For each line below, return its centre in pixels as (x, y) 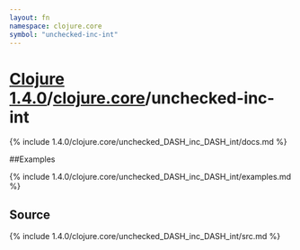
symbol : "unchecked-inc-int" (64, 34)
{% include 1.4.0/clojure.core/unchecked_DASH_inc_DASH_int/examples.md (150, 177)
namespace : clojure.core (56, 26)
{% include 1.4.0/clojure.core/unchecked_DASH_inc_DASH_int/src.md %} (145, 237)
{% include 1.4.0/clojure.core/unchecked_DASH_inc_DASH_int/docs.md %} (148, 142)
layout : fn (30, 18)
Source (30, 214)
